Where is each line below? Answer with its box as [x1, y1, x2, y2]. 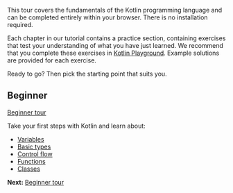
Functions [17, 157, 46, 165]
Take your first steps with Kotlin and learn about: [7, 121, 146, 130]
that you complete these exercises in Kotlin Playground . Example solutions [7, 49, 220, 57]
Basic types [17, 142, 51, 151]
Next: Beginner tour [7, 178, 64, 186]
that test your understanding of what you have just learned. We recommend [7, 42, 224, 49]
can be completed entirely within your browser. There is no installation [7, 13, 208, 22]
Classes [17, 165, 40, 173]
